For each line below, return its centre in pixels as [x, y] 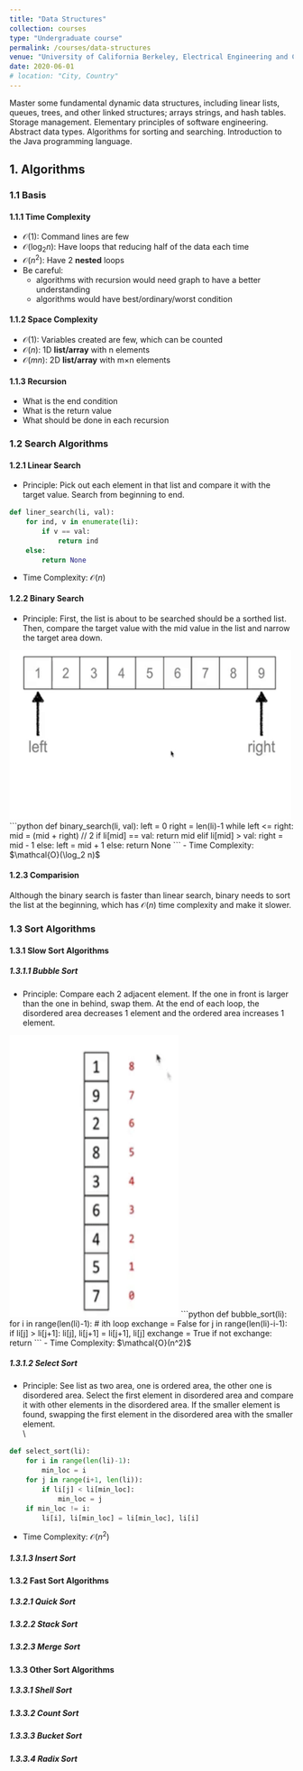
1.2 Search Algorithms [59, 444]
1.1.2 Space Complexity [54, 319]
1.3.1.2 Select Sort [44, 1363]
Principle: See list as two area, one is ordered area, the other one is [147, 1386]
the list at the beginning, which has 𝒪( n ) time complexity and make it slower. [150, 905]
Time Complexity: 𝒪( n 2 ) [66, 1536]
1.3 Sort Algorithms [53, 929]
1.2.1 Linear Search [45, 465]
